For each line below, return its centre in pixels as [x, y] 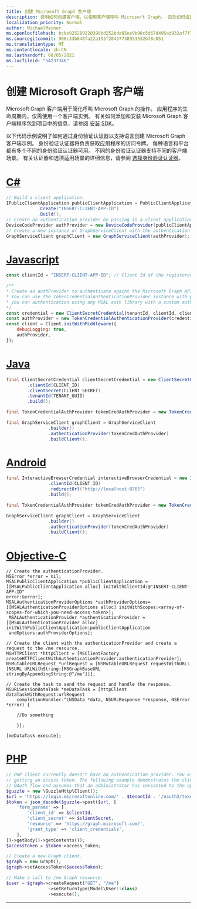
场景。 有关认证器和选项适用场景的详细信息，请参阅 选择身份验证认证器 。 [95, 158]
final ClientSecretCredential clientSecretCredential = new [81, 379]
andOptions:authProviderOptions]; [51, 633]
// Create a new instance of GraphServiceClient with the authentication [98, 230]
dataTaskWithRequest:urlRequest [45, 695]
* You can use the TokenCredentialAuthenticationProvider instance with [97, 297]
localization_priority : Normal [44, 22]
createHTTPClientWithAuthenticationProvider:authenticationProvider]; [94, 659]
